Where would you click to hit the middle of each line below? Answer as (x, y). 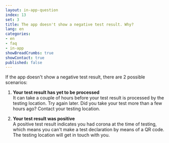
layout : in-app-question (32, 10)
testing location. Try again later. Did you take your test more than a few (87, 104)
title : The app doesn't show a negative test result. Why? (70, 24)
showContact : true (25, 58)
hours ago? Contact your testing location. (56, 109)
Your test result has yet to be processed (56, 92)
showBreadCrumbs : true (29, 53)
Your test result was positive (44, 119)
